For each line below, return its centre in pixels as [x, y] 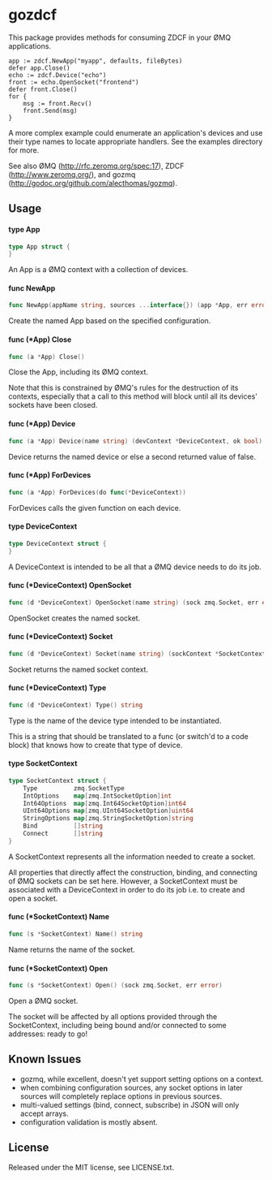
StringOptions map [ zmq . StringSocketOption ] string [108, 819]
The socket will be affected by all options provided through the [113, 1017]
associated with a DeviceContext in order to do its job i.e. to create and [127, 889]
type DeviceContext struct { [57, 543]
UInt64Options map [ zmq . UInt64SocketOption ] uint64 [108, 811]
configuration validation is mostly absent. [89, 1122]
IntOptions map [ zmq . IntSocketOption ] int [98, 796]
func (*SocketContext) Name [59, 917]
